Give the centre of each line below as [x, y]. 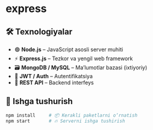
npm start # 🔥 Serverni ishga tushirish [65, 121]
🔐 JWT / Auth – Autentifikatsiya [53, 76]
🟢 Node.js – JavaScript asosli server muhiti [69, 49]
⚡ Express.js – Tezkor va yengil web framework [73, 58]
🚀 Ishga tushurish [39, 101]
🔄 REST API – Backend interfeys [54, 82]
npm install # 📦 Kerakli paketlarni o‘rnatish [72, 115]
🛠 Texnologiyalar [39, 32]
